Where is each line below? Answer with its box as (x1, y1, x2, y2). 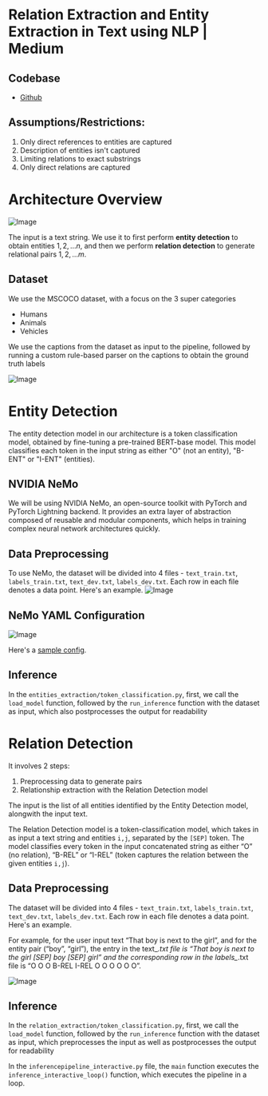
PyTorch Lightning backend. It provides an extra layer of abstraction (8, 507, 231, 516)
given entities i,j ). (8, 858, 70, 868)
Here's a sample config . (8, 645, 87, 655)
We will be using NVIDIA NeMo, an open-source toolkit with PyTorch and (8, 498, 247, 508)
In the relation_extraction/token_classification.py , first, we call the (8, 1021, 239, 1030)
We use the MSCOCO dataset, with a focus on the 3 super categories (8, 293, 237, 303)
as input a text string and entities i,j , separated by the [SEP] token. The (8, 833, 245, 843)
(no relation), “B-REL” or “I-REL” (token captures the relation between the (8, 850, 249, 859)
